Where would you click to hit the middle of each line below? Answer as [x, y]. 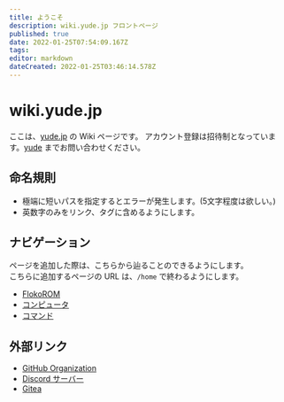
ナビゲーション [50, 243]
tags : [19, 50]
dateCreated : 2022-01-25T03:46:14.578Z [83, 67]
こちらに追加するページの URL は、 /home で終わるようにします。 [127, 276]
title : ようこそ [36, 17]
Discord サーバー [53, 379]
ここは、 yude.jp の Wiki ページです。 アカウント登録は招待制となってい [139, 136]
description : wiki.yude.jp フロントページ [84, 26]
